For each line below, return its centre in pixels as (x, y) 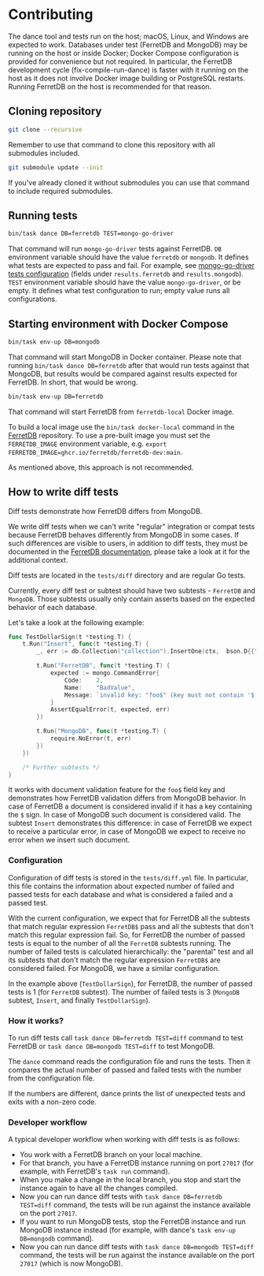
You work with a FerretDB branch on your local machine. (111, 1155)
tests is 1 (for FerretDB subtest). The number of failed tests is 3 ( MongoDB (124, 991)
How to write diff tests (64, 492)
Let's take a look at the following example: (76, 622)
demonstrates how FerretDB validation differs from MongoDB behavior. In (127, 798)
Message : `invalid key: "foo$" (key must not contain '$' (161, 695)
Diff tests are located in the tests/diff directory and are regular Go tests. (127, 575)
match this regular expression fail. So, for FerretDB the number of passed (126, 935)
